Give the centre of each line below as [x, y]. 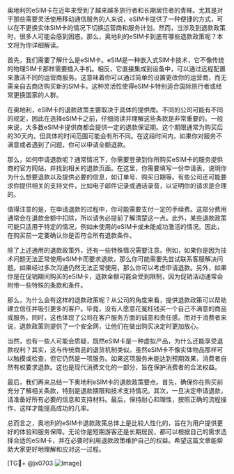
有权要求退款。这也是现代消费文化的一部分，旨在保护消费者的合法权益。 [117, 367]
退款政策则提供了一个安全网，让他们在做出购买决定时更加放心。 [111, 326]
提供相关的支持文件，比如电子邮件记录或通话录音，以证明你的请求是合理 [123, 186]
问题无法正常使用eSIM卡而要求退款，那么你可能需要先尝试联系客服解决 [115, 259]
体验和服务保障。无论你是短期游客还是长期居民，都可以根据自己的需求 [120, 432]
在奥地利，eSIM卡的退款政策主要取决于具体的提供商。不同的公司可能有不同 [115, 110]
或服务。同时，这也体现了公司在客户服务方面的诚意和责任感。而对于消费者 [114, 317]
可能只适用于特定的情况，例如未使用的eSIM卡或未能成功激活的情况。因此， [115, 227]
